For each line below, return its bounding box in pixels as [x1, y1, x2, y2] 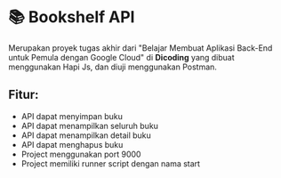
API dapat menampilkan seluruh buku [20, 120, 159, 131]
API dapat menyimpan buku [20, 110, 124, 121]
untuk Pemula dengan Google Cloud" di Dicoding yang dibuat [8, 52, 235, 62]
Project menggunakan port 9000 [20, 149, 141, 159]
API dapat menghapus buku [20, 139, 124, 150]
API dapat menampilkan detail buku [20, 130, 152, 141]
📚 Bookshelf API [8, 7, 135, 28]
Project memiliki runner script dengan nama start [20, 158, 201, 169]
